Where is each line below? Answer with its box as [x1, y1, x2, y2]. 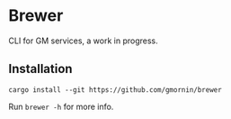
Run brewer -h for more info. [8, 101, 114, 112]
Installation [8, 61, 73, 77]
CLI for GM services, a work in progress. [8, 35, 158, 46]
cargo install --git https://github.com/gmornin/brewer [8, 85, 222, 95]
